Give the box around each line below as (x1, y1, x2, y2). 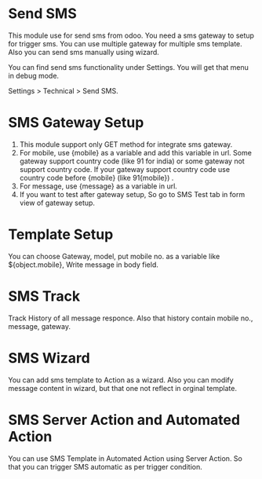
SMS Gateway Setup (8, 114, 144, 132)
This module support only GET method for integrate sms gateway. (19, 139, 233, 149)
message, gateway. (8, 321, 71, 331)
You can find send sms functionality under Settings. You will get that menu (8, 62, 249, 71)
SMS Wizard (8, 349, 90, 367)
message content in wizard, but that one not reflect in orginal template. (8, 383, 238, 393)
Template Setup (8, 225, 114, 243)
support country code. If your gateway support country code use (19, 164, 230, 174)
